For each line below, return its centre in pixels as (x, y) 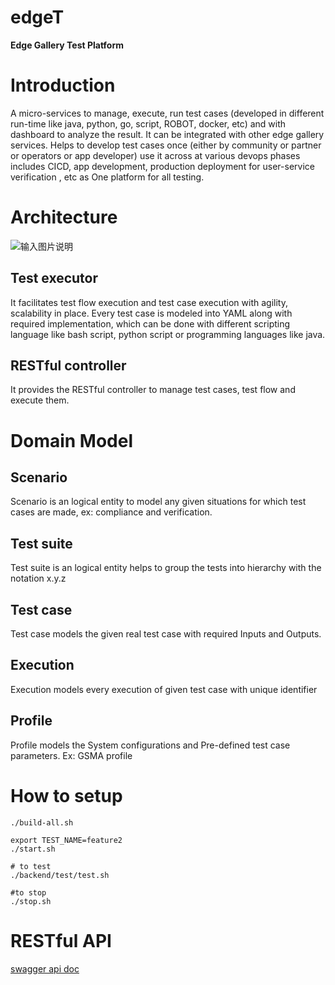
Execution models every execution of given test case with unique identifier (164, 689)
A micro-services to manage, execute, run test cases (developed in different (167, 113)
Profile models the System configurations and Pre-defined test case (150, 745)
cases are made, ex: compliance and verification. (111, 512)
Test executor (54, 278)
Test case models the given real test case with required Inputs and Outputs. (166, 634)
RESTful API (61, 940)
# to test (31, 866)
